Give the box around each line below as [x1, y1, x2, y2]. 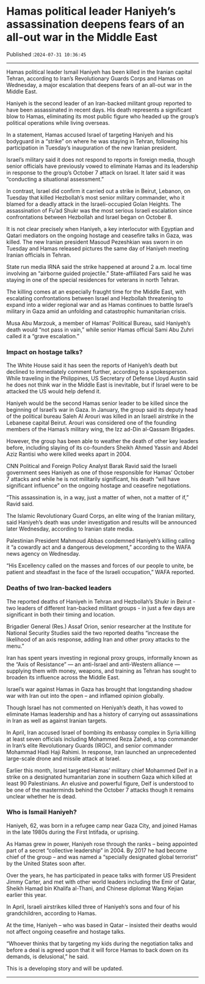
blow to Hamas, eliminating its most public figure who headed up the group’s [6, 112, 199, 120]
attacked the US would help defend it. [6, 388, 101, 395]
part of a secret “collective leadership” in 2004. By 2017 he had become [6, 847, 187, 854]
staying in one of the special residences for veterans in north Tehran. [6, 276, 180, 283]
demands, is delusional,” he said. [6, 953, 89, 960]
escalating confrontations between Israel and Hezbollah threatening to [6, 294, 184, 301]
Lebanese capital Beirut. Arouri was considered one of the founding [6, 419, 177, 426]
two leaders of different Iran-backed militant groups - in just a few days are [6, 604, 195, 611]
